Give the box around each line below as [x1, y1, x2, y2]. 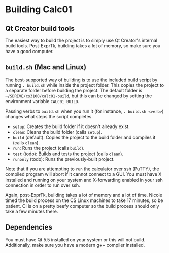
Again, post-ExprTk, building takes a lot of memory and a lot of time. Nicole [5, 192, 162, 198]
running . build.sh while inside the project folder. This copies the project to [5, 82, 164, 88]
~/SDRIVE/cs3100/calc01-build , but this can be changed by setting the [5, 93, 152, 99]
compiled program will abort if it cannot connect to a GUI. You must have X [5, 171, 162, 177]
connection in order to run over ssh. [5, 182, 80, 188]
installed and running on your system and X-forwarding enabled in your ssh [5, 176, 163, 183]
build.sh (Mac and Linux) [5, 63, 87, 72]
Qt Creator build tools [5, 24, 75, 33]
